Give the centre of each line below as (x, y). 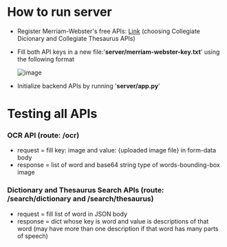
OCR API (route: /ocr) (43, 135)
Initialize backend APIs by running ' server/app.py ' (88, 86)
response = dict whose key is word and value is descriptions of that (113, 221)
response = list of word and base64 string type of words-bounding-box (118, 165)
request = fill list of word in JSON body (72, 214)
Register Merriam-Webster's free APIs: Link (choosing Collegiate (109, 31)
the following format (45, 59)
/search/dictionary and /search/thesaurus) (80, 199)
